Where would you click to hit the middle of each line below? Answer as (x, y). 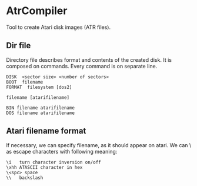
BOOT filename (25, 82)
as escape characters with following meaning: (62, 151)
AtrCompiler (37, 11)
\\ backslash (25, 178)
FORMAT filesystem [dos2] (39, 87)
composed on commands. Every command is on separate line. (82, 66)
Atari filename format (46, 131)
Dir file (19, 46)
